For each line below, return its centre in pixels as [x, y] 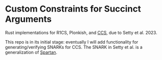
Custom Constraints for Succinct [73, 9]
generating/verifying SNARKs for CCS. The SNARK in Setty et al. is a [74, 47]
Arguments [29, 19]
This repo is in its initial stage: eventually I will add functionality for [72, 42]
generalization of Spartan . [31, 52]
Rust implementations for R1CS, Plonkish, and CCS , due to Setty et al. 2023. [81, 32]
